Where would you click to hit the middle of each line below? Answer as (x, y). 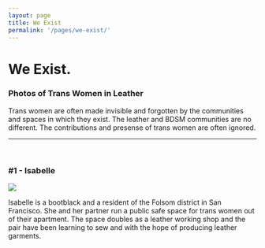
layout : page (30, 15)
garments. (25, 236)
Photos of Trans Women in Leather (76, 94)
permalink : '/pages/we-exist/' (60, 30)
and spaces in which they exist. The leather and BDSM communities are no (130, 119)
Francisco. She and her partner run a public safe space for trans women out (131, 211)
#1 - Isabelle (32, 170)
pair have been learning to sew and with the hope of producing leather (123, 228)
